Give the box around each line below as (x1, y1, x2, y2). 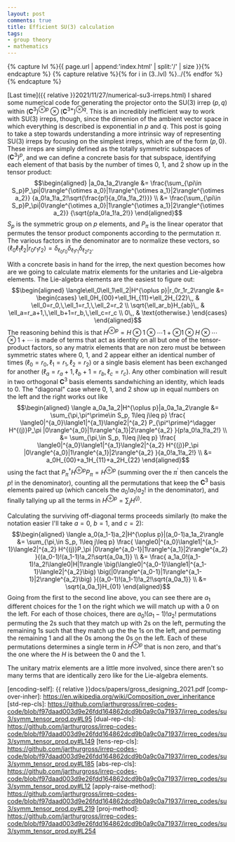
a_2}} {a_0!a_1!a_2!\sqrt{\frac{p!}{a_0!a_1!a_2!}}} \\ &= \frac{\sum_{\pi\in (15, 194, 221, 203)
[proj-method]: (96, 804, 139, 812)
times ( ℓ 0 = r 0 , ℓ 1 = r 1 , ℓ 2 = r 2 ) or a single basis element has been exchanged (7, 358, 228, 368)
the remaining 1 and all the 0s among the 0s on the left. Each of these (7, 634, 208, 642)
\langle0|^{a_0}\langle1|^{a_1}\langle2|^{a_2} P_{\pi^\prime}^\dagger (20, 419, 216, 427)
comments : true (7, 17, 52, 24)
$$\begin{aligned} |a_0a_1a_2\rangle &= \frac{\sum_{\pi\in (34, 179, 202, 187)
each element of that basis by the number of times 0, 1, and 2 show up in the (7, 160, 229, 169)
